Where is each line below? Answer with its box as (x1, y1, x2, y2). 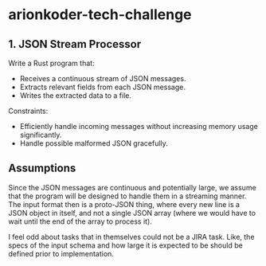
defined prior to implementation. (8, 248, 114, 258)
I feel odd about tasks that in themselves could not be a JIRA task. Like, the (8, 232, 255, 241)
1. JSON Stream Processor (8, 37, 142, 51)
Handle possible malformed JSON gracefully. (19, 139, 169, 148)
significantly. (19, 130, 62, 139)
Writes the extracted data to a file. (19, 91, 132, 100)
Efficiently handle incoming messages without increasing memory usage (19, 122, 259, 131)
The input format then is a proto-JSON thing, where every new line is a (8, 199, 241, 209)
